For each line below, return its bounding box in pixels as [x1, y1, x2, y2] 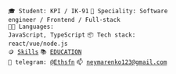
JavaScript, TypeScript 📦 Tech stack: [8, 31, 136, 39]
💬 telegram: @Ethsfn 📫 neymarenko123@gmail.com [8, 58, 167, 66]
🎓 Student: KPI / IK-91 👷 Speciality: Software [8, 7, 168, 15]
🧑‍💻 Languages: [8, 23, 55, 30]
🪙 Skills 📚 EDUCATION [8, 48, 82, 56]
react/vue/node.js [8, 40, 68, 48]
